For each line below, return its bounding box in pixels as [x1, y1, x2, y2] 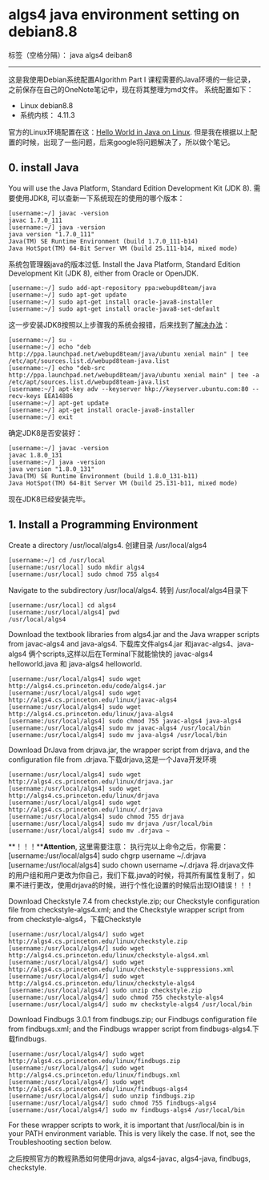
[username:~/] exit [8, 413, 74, 421]
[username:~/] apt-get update [8, 399, 110, 407]
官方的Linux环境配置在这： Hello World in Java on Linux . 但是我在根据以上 [8, 127, 251, 137]
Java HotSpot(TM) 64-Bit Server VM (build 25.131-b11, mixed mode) [8, 479, 239, 487]
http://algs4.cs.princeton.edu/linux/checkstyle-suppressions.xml [8, 965, 235, 973]
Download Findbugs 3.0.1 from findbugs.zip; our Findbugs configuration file [8, 1014, 258, 1024]
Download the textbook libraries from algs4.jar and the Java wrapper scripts [8, 629, 260, 638]
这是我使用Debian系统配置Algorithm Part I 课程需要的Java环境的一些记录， [8, 75, 255, 84]
